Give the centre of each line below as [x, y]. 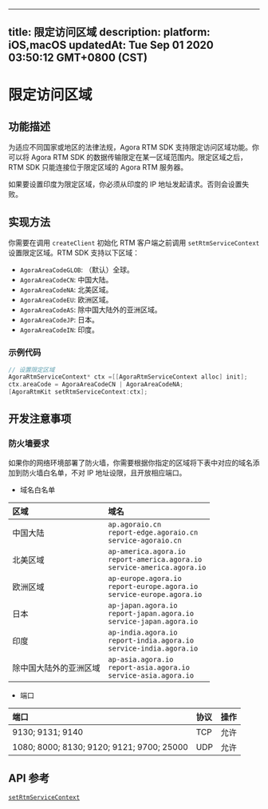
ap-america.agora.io [147, 551]
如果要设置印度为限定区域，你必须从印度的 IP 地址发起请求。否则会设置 [125, 184]
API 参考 [29, 778]
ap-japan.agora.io [143, 605]
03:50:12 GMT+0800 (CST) [78, 58]
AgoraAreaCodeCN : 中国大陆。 [66, 280]
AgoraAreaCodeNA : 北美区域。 [66, 290]
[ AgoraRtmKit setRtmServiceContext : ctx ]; [78, 392]
